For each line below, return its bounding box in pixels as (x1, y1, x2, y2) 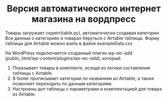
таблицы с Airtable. (12, 70, 53, 76)
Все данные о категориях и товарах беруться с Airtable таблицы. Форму (5, 35, 160, 41)
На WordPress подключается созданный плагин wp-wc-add (5, 50, 133, 56)
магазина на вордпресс (31, 13, 136, 25)
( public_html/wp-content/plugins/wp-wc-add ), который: (5, 55, 122, 61)
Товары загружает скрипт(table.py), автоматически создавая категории (5, 30, 159, 36)
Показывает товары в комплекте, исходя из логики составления (12, 65, 151, 71)
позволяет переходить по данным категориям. (12, 80, 113, 87)
